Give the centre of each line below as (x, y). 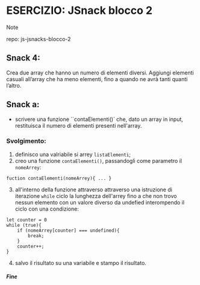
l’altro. (14, 85)
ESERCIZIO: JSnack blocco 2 (79, 11)
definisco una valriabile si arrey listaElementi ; (73, 154)
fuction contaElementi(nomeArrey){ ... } (59, 178)
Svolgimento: (26, 141)
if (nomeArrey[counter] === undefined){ (68, 231)
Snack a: (23, 104)
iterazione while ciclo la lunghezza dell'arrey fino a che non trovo (96, 196)
